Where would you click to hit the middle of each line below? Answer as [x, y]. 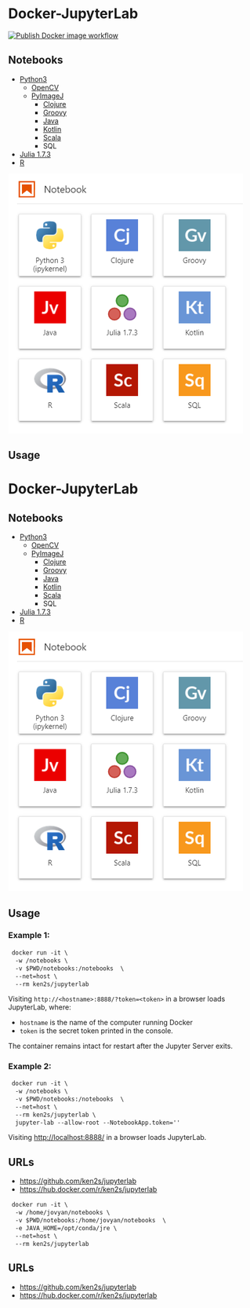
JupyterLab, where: [40, 1007]
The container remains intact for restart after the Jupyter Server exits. [121, 1046]
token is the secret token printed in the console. [96, 1031]
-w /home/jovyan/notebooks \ [63, 1212]
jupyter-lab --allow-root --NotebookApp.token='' [98, 1123]
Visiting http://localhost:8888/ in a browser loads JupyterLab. [107, 1138]
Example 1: [29, 936]
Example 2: [30, 1066]
